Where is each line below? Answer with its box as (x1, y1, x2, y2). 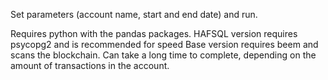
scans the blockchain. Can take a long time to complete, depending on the (10, 49, 317, 61)
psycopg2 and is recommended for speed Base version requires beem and (10, 39, 319, 50)
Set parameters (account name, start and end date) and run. (10, 9, 258, 20)
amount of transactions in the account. (10, 60, 170, 71)
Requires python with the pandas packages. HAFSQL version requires (10, 28, 298, 39)
